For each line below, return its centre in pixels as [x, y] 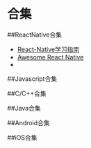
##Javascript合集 [32, 78]
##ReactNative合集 [35, 35]
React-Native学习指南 [48, 49]
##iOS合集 [22, 137]
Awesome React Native [50, 57]
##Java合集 [24, 108]
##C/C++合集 [27, 93]
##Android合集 [28, 122]
